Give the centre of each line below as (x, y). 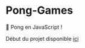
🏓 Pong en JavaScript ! (34, 27)
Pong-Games (39, 10)
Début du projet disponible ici (42, 38)
